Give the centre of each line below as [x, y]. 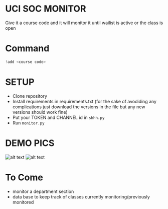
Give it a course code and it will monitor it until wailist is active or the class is [84, 23]
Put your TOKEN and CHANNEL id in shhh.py [58, 117]
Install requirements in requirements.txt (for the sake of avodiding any [85, 101]
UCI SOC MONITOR [46, 9]
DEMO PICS [30, 143]
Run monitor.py [28, 123]
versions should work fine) [40, 112]
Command [27, 49]
